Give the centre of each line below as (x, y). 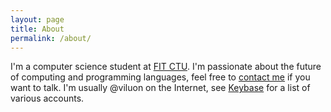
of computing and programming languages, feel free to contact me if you (160, 77)
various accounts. (47, 98)
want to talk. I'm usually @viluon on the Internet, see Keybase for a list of (160, 88)
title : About (37, 29)
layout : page (37, 19)
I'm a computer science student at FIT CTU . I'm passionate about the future (166, 67)
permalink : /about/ (51, 38)
